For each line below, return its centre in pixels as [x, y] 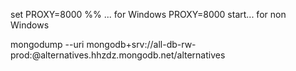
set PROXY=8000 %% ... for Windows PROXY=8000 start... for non [148, 14]
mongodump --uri [47, 44]
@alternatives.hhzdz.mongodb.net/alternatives [128, 55]
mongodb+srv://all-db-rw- [141, 44]
